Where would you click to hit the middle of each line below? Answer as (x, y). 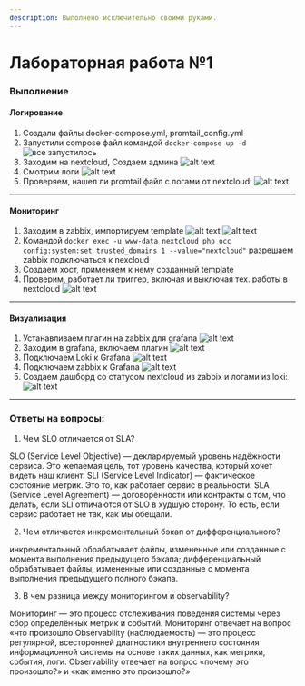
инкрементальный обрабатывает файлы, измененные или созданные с (148, 549)
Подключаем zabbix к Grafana (81, 367)
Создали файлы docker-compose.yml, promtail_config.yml (133, 133)
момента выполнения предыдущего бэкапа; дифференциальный (135, 559)
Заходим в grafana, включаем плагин (95, 348)
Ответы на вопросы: (57, 419)
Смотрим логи (51, 171)
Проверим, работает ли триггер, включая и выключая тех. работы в (155, 279)
